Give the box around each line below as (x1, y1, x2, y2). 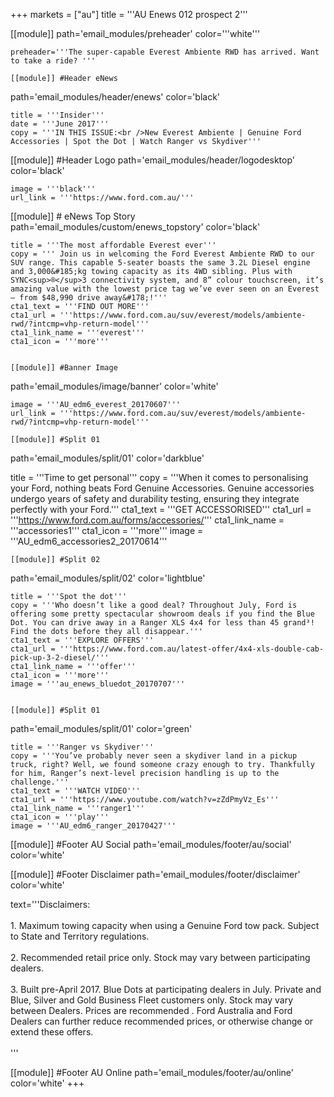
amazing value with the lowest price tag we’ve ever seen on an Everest (10, 284, 320, 294)
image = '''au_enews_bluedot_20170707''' (10, 679, 186, 689)
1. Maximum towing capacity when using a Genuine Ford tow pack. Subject (10, 920, 320, 931)
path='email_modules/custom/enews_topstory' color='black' (10, 221, 261, 233)
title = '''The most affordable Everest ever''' (10, 240, 217, 250)
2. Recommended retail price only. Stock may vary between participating (10, 952, 311, 963)
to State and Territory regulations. (10, 930, 150, 942)
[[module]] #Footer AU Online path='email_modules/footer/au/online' (10, 1067, 295, 1078)
